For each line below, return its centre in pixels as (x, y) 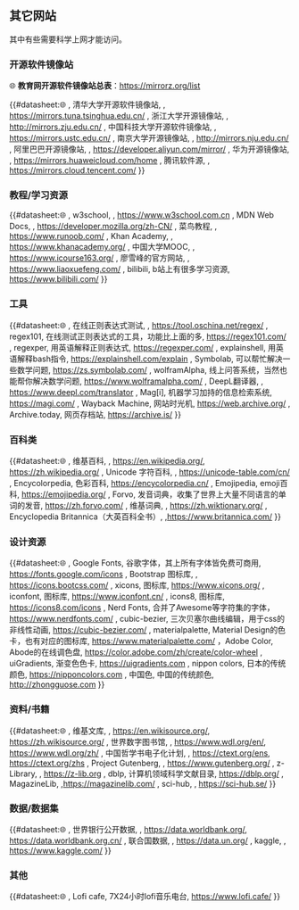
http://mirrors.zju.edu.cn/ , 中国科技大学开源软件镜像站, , (113, 127)
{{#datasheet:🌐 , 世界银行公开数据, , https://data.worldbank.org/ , (129, 829)
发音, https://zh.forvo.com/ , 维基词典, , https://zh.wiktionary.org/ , (146, 505)
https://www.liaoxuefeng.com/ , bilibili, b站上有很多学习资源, (120, 269)
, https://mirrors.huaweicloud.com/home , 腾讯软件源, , (110, 161)
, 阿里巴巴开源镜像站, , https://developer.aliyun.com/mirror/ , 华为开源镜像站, (149, 149)
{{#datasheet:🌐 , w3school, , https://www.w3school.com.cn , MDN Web (142, 215)
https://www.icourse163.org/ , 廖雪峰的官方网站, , (100, 258)
